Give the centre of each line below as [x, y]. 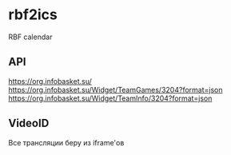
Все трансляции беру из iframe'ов [66, 142]
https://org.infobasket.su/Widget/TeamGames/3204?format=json [115, 89]
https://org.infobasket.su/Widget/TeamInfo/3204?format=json [110, 98]
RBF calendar [30, 37]
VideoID [29, 123]
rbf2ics [33, 15]
